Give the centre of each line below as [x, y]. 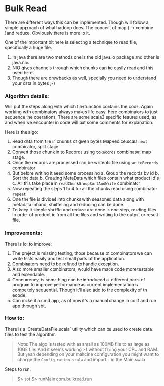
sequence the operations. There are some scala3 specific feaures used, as [81, 117]
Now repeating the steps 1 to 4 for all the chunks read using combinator [84, 189]
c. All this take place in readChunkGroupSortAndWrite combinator [76, 183]
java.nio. [21, 62]
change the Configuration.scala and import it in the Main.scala [81, 359]
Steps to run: [18, 369]
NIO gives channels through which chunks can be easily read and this [83, 68]
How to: [15, 318]
